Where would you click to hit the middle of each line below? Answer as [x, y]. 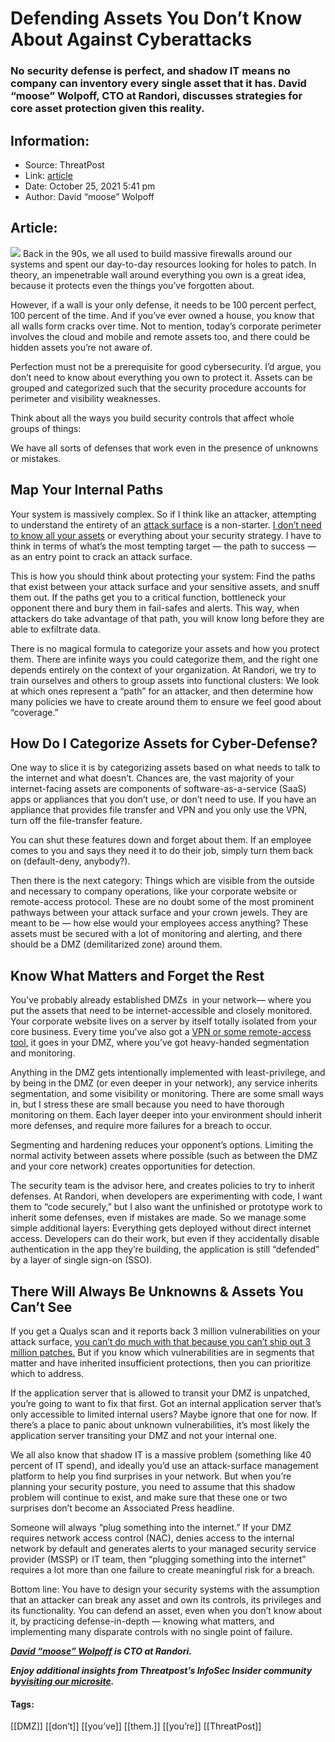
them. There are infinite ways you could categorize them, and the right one [164, 659]
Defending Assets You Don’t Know [156, 18]
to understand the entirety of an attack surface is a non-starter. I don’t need [166, 524]
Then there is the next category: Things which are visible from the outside [162, 881]
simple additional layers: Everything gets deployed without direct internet [161, 1228]
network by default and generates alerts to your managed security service [163, 1548]
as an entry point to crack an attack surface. [101, 556]
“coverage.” [34, 712]
